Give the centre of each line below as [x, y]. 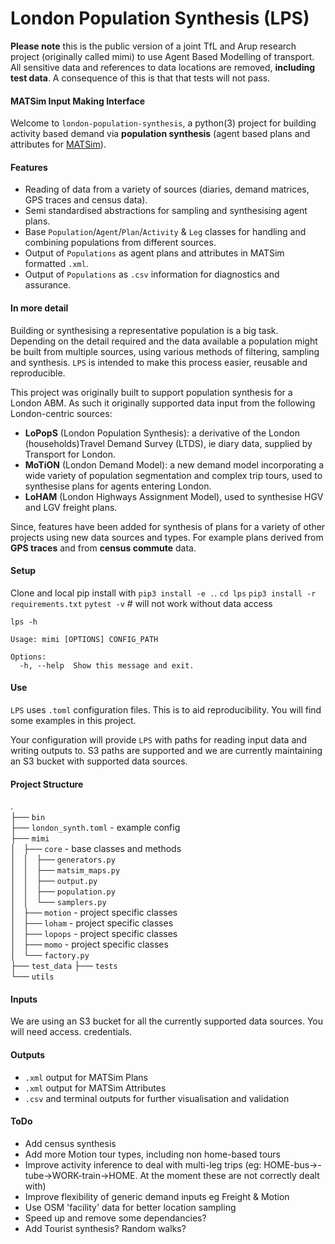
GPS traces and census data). [86, 200]
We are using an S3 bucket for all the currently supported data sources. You [166, 1021]
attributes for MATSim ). [58, 144]
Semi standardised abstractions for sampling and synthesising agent [166, 211]
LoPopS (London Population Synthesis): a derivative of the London [162, 433]
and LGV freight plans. [71, 507]
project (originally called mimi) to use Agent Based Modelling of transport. [162, 56]
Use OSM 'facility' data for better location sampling [130, 1207]
